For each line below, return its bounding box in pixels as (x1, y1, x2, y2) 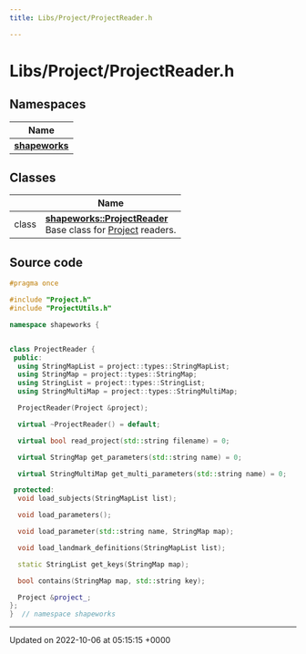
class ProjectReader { (9, 344, 96, 353)
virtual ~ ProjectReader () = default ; (17, 420, 161, 429)
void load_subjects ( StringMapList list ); (17, 494, 178, 504)
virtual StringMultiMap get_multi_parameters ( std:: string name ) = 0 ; (17, 469, 287, 478)
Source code (9, 254, 84, 270)
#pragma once (9, 279, 59, 288)
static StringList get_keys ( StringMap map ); (17, 559, 189, 569)
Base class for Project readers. (45, 224, 177, 237)
